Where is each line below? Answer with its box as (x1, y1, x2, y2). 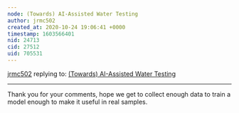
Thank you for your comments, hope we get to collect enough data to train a (7, 90, 231, 98)
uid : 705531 (7, 50, 43, 58)
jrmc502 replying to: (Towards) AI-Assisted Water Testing (7, 69, 176, 78)
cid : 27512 (7, 43, 40, 50)
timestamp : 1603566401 (7, 30, 75, 38)
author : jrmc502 (7, 17, 55, 24)
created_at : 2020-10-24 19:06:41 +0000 (7, 23, 126, 31)
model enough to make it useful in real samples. (7, 97, 148, 106)
